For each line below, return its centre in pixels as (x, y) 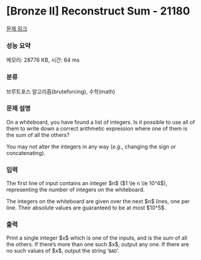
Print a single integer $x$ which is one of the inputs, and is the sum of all (97, 238)
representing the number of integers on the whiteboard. (75, 190)
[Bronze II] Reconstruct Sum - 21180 (98, 11)
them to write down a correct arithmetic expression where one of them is (97, 128)
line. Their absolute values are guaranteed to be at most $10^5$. (86, 208)
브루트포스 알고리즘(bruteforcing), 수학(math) (61, 91)
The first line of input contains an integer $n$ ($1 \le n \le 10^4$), (87, 183)
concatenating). (26, 153)
